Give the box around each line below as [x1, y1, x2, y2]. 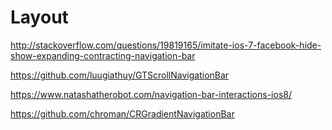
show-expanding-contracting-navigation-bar [10, 49, 196, 61]
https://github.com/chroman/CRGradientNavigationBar [10, 107, 235, 120]
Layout [10, 6, 69, 29]
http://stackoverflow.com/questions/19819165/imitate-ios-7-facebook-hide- [10, 39, 322, 51]
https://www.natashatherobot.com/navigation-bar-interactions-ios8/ [10, 88, 292, 100]
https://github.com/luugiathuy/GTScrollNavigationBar [10, 69, 230, 81]
